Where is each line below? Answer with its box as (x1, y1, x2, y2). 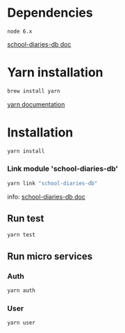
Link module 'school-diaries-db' (7, 164, 119, 173)
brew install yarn (7, 87, 60, 95)
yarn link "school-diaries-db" (7, 180, 98, 187)
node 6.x (7, 28, 33, 35)
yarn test (7, 231, 36, 238)
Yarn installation (7, 65, 103, 81)
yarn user (7, 319, 36, 327)
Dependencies (7, 5, 93, 21)
